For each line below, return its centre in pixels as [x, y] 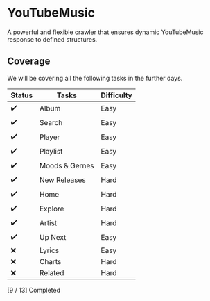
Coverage [29, 62]
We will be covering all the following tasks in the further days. [95, 78]
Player [50, 137]
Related [52, 272]
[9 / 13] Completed [34, 290]
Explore [52, 209]
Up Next [53, 238]
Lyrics [49, 250]
